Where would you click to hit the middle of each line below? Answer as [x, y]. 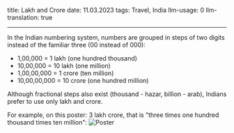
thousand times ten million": [47, 122]
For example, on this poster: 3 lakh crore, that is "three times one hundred [113, 115]
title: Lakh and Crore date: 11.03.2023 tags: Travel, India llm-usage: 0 [106, 10]
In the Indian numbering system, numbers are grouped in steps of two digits [116, 37]
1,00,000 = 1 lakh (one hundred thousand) [77, 58]
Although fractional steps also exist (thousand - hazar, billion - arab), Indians [117, 94]
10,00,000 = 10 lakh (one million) [64, 66]
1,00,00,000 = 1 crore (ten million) [65, 73]
